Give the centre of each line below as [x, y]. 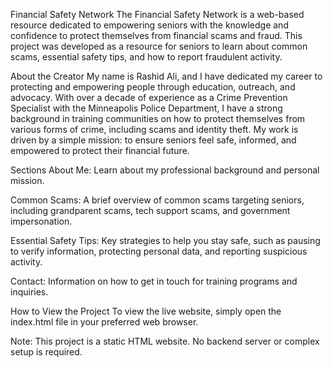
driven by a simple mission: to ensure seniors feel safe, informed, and [153, 140]
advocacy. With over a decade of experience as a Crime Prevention [149, 97]
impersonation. [41, 221]
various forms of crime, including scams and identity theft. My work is [154, 129]
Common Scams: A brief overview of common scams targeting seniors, [157, 200]
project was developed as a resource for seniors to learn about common [159, 46]
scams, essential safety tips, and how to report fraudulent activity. [146, 57]
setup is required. [46, 352]
